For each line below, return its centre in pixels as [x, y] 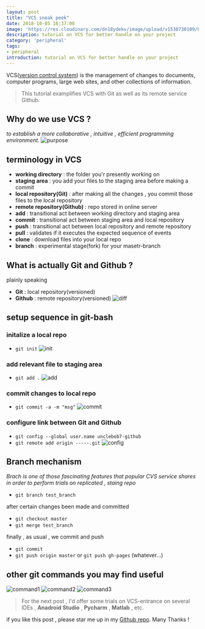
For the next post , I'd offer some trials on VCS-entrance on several [106, 601]
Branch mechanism [44, 462]
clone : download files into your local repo [68, 239]
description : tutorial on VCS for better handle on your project [91, 35]
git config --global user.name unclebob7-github [78, 436]
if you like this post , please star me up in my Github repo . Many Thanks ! [98, 620]
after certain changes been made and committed [68, 507]
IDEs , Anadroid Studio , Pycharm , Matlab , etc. [82, 608]
